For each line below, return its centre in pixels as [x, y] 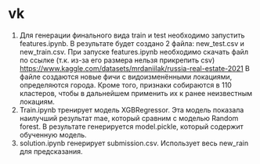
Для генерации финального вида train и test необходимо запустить [132, 35]
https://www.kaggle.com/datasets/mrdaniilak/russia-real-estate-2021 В [135, 68]
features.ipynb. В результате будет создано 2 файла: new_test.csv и [132, 43]
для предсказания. [51, 151]
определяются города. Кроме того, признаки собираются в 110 [126, 85]
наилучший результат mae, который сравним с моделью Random [129, 118]
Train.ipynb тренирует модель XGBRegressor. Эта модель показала [132, 109]
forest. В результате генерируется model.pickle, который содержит [132, 127]
